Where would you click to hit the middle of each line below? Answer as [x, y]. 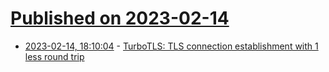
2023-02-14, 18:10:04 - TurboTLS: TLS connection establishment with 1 [171, 46]
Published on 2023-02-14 [120, 18]
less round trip [54, 56]
